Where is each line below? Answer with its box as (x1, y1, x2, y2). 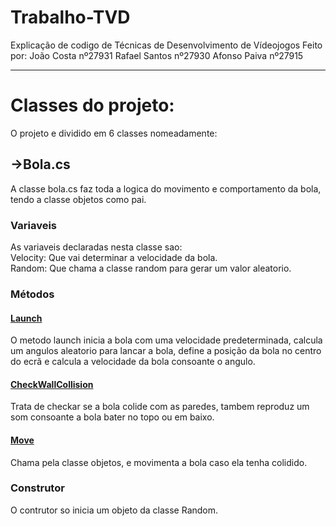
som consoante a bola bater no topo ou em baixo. (10, 411, 215, 423)
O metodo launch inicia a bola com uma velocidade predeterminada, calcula (10, 334, 323, 346)
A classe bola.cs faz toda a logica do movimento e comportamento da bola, (10, 182, 322, 195)
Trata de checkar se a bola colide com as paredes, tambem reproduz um (10, 401, 310, 413)
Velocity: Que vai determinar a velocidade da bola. (10, 251, 218, 263)
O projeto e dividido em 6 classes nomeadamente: (10, 127, 218, 139)
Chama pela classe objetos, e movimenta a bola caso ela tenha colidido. (10, 456, 308, 468)
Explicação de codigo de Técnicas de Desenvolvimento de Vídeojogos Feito (10, 39, 323, 51)
